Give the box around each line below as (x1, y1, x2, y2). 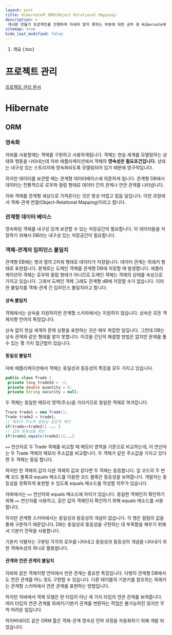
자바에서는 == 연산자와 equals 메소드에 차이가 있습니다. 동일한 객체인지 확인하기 (5, 491, 165, 497)
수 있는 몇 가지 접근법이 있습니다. (5, 340, 71, 346)
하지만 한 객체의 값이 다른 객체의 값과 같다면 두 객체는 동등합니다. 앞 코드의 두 (5, 467, 160, 473)
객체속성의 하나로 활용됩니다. (10, 545, 69, 551)
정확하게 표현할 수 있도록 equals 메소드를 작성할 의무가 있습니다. (18, 480, 148, 486)
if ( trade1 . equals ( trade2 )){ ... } (5, 433, 74, 439)
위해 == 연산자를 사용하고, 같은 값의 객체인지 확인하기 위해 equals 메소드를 (5, 497, 154, 504)
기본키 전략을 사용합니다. (10, 527, 61, 534)
